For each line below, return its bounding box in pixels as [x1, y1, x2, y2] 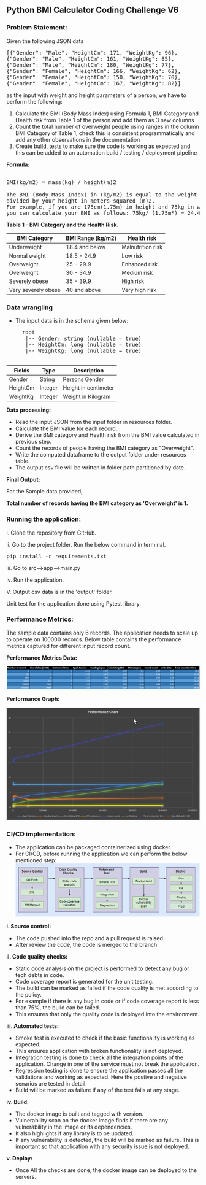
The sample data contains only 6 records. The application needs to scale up [6, 629, 198, 636]
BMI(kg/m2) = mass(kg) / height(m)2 [6, 179, 116, 186]
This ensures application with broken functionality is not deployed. [15, 1048, 183, 1055]
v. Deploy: [6, 1155, 32, 1162]
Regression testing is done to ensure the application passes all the [15, 1067, 183, 1075]
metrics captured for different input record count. [6, 642, 131, 649]
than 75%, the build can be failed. [15, 1004, 101, 1011]
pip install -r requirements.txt [6, 552, 107, 560]
